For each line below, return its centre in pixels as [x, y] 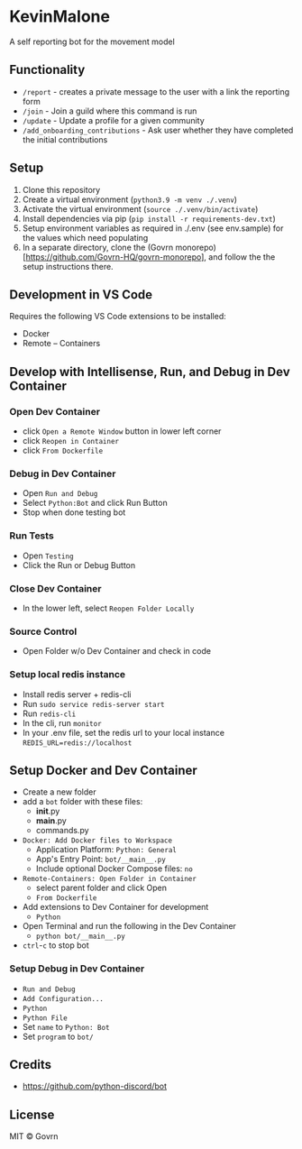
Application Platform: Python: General [106, 850]
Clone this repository [61, 189]
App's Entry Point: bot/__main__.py [101, 859]
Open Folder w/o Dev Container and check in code [117, 651]
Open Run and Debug [60, 493]
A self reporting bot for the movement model [92, 41]
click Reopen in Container [71, 441]
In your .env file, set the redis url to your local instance [124, 732]
